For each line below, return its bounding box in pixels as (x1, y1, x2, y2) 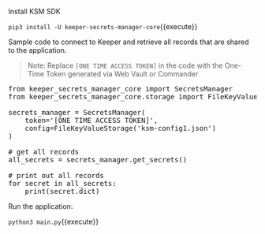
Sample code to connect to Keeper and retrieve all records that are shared (8, 37, 249, 46)
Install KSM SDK (8, 7, 61, 16)
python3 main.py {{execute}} (8, 217, 99, 226)
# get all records (8, 147, 80, 156)
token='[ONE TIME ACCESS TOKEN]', (24, 116, 159, 124)
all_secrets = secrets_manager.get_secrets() (8, 155, 188, 164)
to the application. (8, 46, 67, 54)
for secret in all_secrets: (8, 179, 117, 188)
